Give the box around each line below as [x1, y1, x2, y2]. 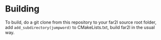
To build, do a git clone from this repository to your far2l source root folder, [5, 19, 157, 25]
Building [5, 3, 40, 14]
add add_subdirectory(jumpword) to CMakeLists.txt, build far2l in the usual [5, 24, 155, 30]
